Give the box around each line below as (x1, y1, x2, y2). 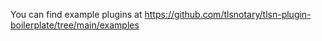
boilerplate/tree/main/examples (10, 19, 140, 31)
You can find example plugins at (10, 9, 143, 20)
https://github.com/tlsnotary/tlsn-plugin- (144, 9, 312, 20)
